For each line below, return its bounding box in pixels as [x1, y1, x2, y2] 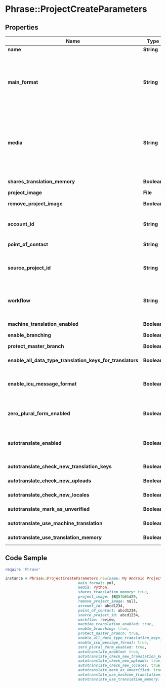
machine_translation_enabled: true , [78, 622, 154, 627]
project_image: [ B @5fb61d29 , [78, 594, 138, 599]
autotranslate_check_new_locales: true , [78, 663, 163, 668]
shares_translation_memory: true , [78, 590, 149, 595]
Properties [5, 23, 39, 32]
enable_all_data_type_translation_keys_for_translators [7, 357, 138, 364]
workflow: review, [78, 617, 116, 622]
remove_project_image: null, [78, 599, 138, 604]
